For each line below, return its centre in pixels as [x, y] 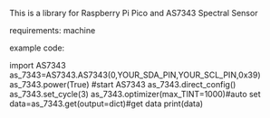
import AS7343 [38, 65]
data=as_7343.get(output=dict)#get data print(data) [106, 104]
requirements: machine [53, 30]
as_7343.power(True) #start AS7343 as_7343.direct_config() [123, 84]
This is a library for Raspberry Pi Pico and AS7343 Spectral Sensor [134, 13]
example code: [37, 48]
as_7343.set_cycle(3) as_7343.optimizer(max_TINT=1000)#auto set [135, 94]
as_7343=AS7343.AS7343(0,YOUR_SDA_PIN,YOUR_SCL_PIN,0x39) [135, 75]
